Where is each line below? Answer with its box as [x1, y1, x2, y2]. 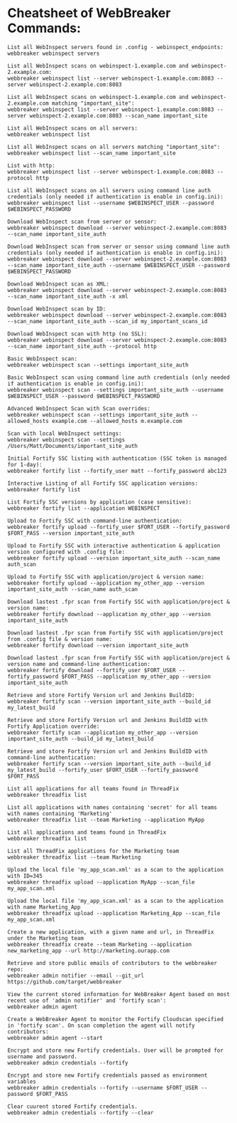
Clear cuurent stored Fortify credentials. [7, 1102, 138, 1110]
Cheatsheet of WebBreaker [7, 5, 171, 21]
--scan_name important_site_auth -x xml [7, 293, 129, 300]
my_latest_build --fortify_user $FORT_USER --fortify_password [7, 766, 199, 773]
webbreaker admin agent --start [7, 1034, 103, 1041]
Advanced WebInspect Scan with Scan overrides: [7, 404, 151, 412]
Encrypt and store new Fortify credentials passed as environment [7, 1072, 208, 1079]
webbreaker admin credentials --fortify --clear [7, 1109, 154, 1116]
